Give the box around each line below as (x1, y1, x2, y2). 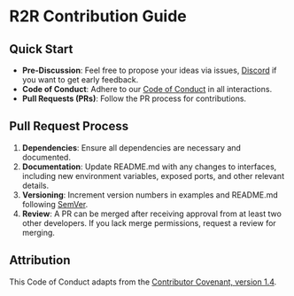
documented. (21, 152, 71, 162)
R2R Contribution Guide (9, 6, 188, 27)
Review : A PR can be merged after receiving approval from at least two (21, 208, 282, 219)
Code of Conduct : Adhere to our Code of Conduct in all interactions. (21, 84, 273, 94)
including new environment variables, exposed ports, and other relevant (21, 170, 285, 181)
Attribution (9, 253, 71, 268)
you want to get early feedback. (21, 74, 139, 85)
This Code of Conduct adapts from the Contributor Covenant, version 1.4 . (9, 277, 277, 287)
